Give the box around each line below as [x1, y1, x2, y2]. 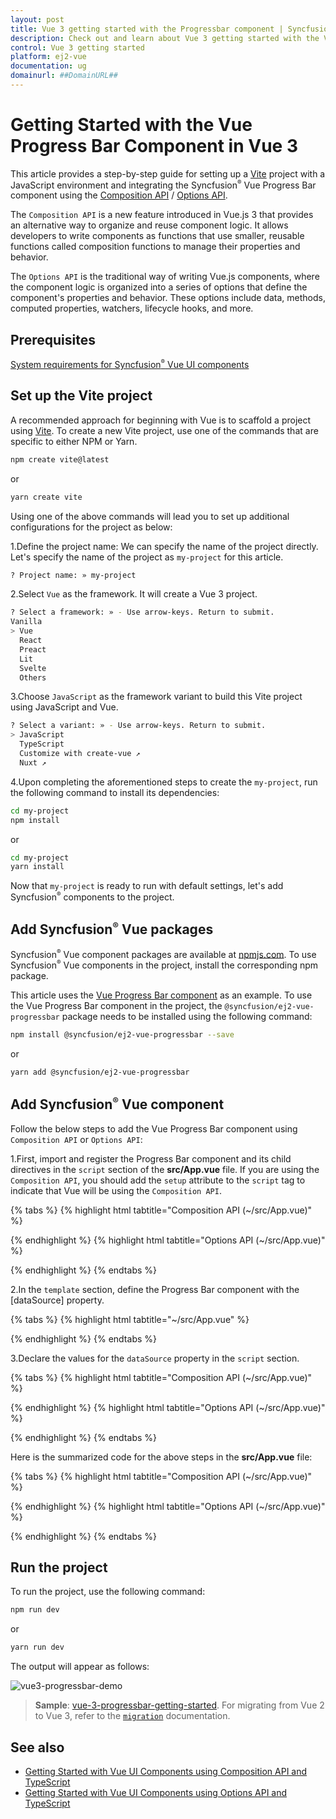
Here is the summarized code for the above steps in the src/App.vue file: [10, 1451, 313, 1463]
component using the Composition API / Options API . [10, 189, 228, 201]
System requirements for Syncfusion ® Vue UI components [10, 358, 250, 370]
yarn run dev [10, 1642, 65, 1653]
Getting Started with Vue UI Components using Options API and [24, 1786, 288, 1798]
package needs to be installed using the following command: [61, 1011, 313, 1023]
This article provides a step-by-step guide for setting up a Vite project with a [10, 167, 326, 180]
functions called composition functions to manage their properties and [10, 241, 301, 253]
